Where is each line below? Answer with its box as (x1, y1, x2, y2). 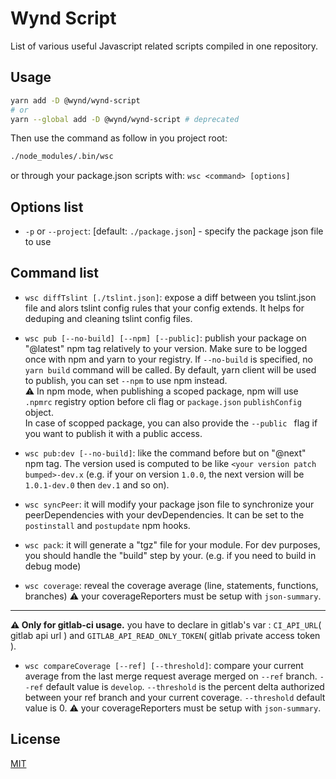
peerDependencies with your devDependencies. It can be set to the (24, 508, 305, 521)
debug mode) (24, 560, 82, 572)
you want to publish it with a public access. (24, 427, 203, 439)
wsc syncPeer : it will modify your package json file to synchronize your (24, 498, 315, 510)
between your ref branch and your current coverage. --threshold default (24, 691, 326, 703)
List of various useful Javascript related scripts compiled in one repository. (10, 40, 319, 52)
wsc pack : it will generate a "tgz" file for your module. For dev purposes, (24, 538, 321, 551)
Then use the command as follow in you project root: (10, 132, 228, 144)
